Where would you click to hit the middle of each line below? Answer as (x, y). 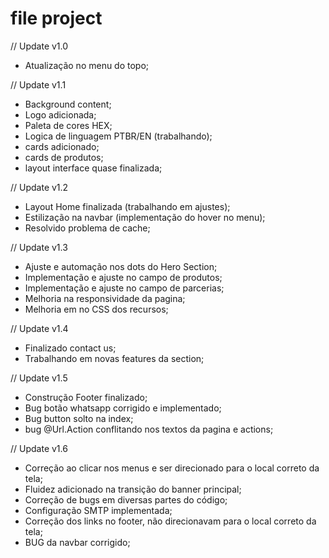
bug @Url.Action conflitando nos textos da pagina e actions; (149, 429)
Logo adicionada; (60, 114)
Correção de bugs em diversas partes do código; (126, 499)
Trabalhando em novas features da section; (114, 358)
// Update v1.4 (39, 328)
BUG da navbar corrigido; (77, 542)
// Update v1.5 (39, 378)
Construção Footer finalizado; (86, 397)
